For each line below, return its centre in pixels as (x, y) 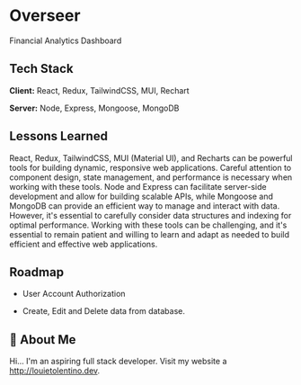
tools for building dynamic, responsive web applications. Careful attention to (150, 167)
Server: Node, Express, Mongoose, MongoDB (94, 108)
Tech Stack (41, 69)
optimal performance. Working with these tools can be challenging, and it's (148, 225)
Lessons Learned (58, 136)
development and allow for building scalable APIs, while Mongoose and (142, 196)
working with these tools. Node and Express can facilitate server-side (138, 186)
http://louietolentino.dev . (55, 371)
